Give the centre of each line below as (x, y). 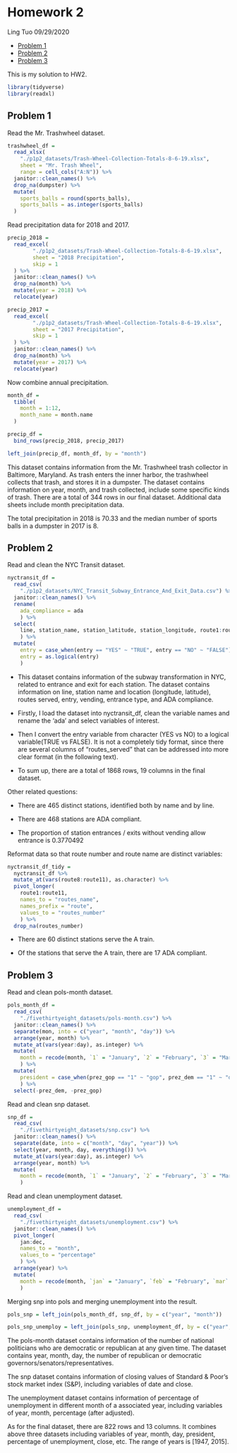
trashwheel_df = (31, 146)
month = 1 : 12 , (41, 408)
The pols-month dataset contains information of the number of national (111, 1341)
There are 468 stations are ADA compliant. (80, 819)
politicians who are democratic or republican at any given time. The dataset (117, 1348)
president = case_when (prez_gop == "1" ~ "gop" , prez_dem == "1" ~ (121, 1077)
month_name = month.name (56, 415)
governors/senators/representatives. (61, 1363)
